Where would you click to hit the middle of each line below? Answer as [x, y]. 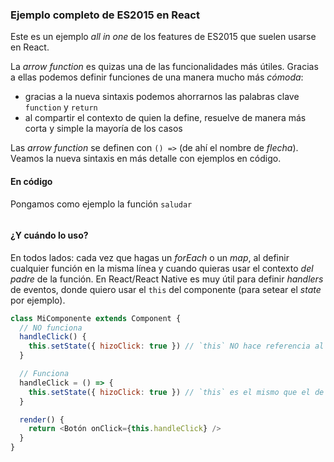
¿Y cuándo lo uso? [49, 235]
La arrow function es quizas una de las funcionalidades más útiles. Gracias [164, 67]
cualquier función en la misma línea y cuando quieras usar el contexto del [162, 268]
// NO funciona [51, 328]
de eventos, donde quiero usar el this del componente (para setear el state [166, 289]
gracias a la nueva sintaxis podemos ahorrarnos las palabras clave [162, 97]
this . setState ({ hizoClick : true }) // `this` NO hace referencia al [176, 346]
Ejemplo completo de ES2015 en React [105, 15]
